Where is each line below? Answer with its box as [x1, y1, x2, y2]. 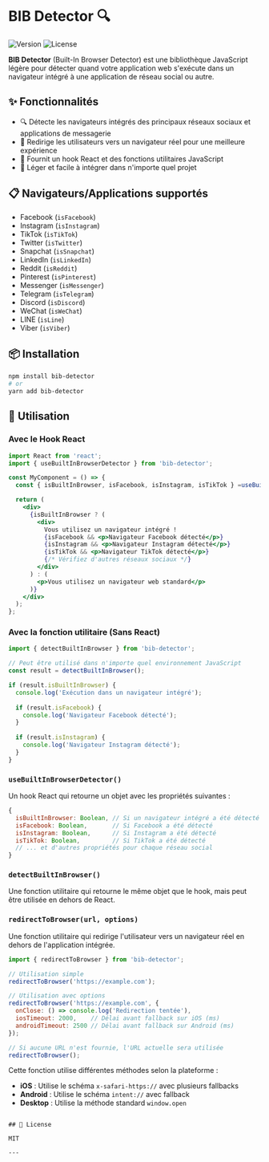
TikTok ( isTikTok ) [19, 229, 78, 238]
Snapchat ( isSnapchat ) [19, 246, 94, 256]
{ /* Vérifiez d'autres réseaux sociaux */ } [43, 555, 192, 563]
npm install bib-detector [8, 372, 94, 380]
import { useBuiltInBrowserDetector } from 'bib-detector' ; [8, 459, 214, 467]
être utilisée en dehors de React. [8, 895, 116, 904]
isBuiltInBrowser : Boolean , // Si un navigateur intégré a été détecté [15, 814, 260, 822]
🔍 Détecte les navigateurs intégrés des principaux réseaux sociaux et [19, 116, 251, 126]
